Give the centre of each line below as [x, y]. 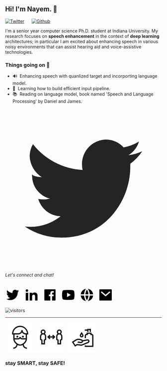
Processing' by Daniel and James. [47, 101]
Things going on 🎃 [28, 65]
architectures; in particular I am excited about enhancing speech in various [82, 41]
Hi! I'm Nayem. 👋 [31, 9]
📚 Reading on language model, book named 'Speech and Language [83, 94]
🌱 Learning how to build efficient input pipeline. [61, 89]
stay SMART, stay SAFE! [35, 363]
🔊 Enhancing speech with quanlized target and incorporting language [85, 76]
